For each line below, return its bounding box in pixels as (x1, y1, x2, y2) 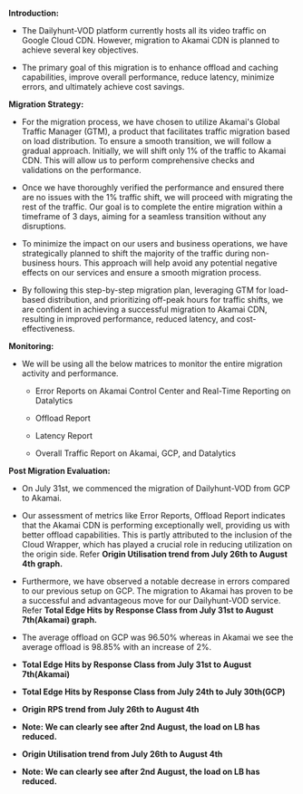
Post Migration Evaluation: (8, 466, 111, 476)
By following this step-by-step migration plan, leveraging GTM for (21, 285, 267, 295)
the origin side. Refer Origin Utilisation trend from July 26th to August (21, 548, 288, 559)
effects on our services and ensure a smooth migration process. (21, 267, 262, 277)
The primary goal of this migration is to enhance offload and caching (21, 63, 279, 73)
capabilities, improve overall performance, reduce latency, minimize (21, 72, 275, 82)
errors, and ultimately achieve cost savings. (21, 82, 185, 92)
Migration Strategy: (8, 99, 84, 110)
